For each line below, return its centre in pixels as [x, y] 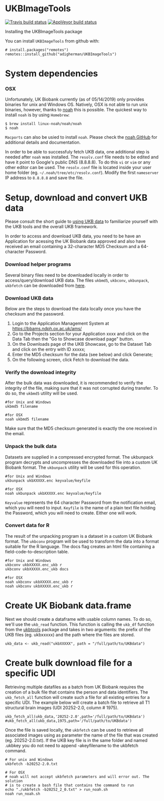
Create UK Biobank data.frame [68, 606]
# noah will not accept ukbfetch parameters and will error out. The [77, 777]
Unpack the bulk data [31, 446]
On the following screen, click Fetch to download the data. [71, 359]
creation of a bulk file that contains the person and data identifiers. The [77, 692]
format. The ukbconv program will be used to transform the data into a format [82, 541]
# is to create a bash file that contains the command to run [70, 785]
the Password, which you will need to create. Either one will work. [71, 513]
